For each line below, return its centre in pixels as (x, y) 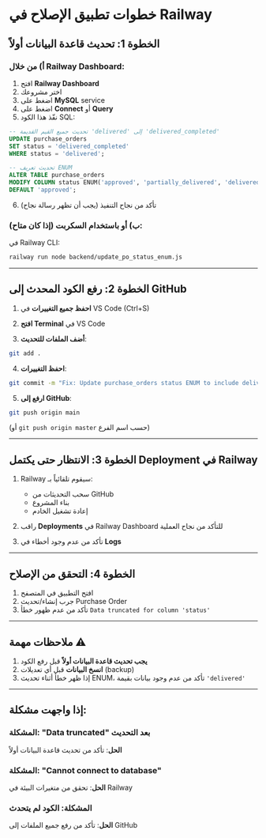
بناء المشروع (51, 503)
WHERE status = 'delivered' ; (57, 153)
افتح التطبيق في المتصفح (57, 593)
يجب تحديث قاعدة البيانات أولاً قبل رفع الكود (84, 661)
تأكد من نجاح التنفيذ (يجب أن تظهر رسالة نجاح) (88, 205)
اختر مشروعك (41, 92)
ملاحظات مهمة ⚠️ (47, 642)
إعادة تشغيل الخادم (60, 511)
